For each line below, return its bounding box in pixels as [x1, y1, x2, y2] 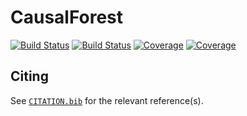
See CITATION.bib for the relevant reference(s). [10, 94, 204, 106]
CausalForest [10, 6, 124, 29]
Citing [10, 68, 49, 85]
